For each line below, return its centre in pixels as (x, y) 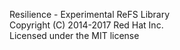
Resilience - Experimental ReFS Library (90, 14)
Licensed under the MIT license (74, 35)
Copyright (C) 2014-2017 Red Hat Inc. (86, 25)
